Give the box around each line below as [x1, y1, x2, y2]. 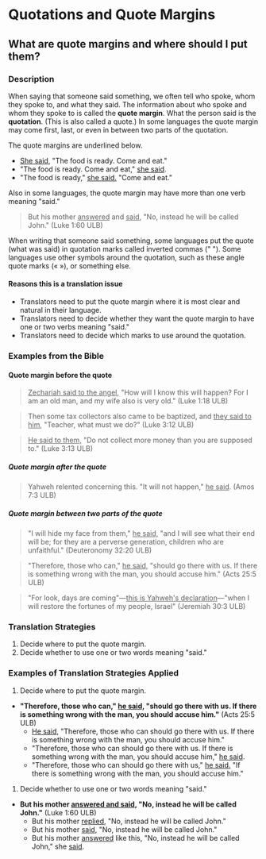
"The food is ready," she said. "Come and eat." [19, 172, 173, 182]
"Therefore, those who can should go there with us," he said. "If [31, 760, 241, 769]
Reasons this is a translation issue [8, 279, 123, 289]
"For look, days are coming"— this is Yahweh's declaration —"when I [27, 593, 250, 603]
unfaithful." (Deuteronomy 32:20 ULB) [27, 545, 152, 555]
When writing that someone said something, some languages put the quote [8, 236, 254, 245]
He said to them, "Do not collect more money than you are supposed [27, 435, 253, 445]
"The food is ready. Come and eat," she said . [19, 164, 167, 174]
